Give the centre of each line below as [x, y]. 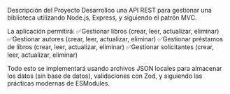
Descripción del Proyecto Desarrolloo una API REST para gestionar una [109, 10]
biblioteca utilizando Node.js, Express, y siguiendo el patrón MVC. [102, 18]
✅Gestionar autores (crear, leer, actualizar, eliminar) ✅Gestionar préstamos [115, 39]
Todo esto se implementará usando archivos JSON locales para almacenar [115, 68]
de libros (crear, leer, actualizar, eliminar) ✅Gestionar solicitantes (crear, [111, 47]
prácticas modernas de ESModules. [59, 83]
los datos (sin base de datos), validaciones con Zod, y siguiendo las [105, 76]
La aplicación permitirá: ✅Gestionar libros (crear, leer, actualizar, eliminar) [113, 31]
